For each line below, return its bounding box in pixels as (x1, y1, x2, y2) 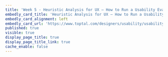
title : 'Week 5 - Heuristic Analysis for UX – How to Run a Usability (5, 7, 155, 12)
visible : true (5, 30, 35, 35)
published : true (5, 26, 39, 31)
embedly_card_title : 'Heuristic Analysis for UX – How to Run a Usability (5, 12, 164, 17)
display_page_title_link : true (5, 40, 70, 45)
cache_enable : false (5, 44, 48, 49)
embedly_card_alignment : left (5, 16, 68, 21)
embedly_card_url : (5, 21, 43, 26)
